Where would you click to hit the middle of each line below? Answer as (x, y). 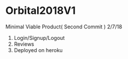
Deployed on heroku (38, 50)
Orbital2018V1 (41, 11)
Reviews (24, 44)
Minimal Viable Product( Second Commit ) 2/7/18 (64, 27)
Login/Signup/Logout (39, 38)
